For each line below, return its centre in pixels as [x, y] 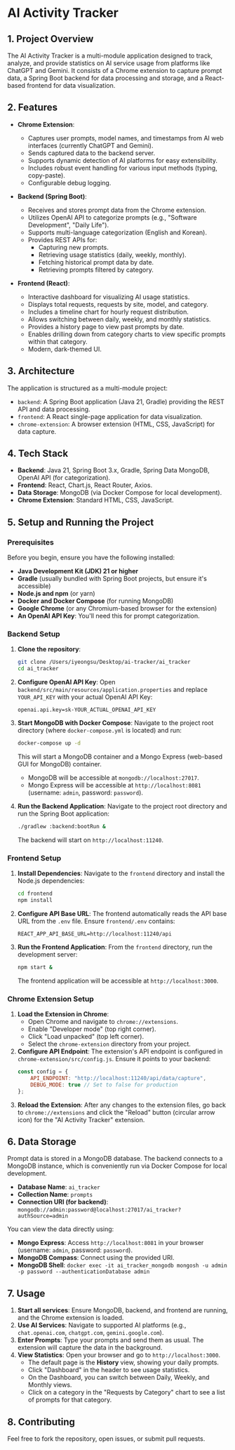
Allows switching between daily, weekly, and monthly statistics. [120, 319]
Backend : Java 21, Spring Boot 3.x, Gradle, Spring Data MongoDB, [113, 470]
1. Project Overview [51, 39]
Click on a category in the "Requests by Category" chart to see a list [127, 1392]
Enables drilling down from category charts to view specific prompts [127, 334]
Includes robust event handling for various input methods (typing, [122, 168]
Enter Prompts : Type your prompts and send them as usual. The [110, 1340]
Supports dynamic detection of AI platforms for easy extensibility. [123, 160]
